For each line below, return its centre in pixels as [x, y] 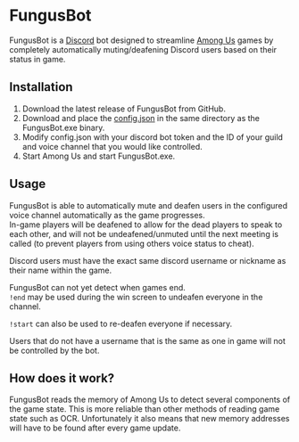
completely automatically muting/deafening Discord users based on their [143, 49]
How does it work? [62, 378]
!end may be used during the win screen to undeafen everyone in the [136, 297]
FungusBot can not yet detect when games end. [97, 287]
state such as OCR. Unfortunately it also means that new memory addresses [149, 419]
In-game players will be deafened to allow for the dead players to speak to [146, 225]
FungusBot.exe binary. [63, 127]
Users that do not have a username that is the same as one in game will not [147, 340]
